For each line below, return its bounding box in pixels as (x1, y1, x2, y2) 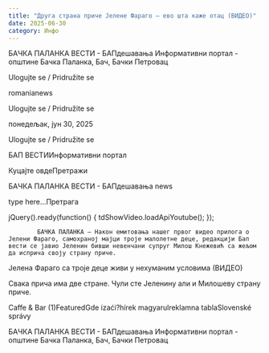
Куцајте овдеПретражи (8, 166, 88, 176)
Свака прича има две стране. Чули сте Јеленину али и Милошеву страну (8, 278, 261, 289)
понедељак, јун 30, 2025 (8, 120, 94, 129)
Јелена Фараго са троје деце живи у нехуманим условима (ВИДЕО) (8, 263, 243, 273)
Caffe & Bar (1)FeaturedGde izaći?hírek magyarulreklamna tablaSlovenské (8, 302, 251, 313)
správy (8, 311, 31, 321)
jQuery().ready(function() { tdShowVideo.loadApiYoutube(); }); (8, 213, 214, 222)
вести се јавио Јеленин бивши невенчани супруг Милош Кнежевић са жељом (8, 242, 257, 250)
